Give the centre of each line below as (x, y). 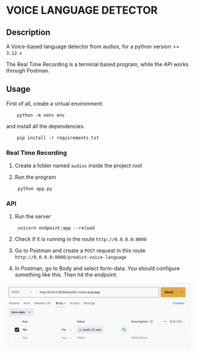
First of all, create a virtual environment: (55, 103)
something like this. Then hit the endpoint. (66, 275)
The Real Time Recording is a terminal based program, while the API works (98, 64)
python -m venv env (41, 115)
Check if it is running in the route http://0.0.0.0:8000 (81, 239)
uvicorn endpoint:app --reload (56, 228)
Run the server (33, 217)
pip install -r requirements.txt (58, 138)
